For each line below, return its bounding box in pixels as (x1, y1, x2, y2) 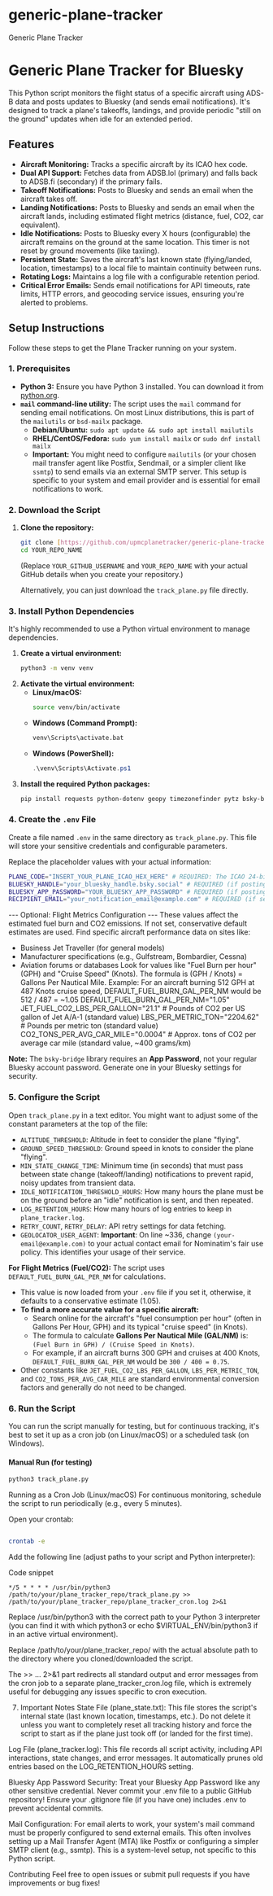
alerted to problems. (19, 297, 89, 307)
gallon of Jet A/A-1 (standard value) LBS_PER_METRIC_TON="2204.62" (19, 1012, 260, 1022)
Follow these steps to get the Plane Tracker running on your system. (8, 343, 237, 352)
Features (8, 138, 54, 151)
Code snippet (8, 1567, 54, 1577)
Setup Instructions (8, 322, 105, 335)
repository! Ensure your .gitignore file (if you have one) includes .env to (8, 1794, 246, 1804)
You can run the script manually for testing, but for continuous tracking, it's (8, 1421, 260, 1430)
